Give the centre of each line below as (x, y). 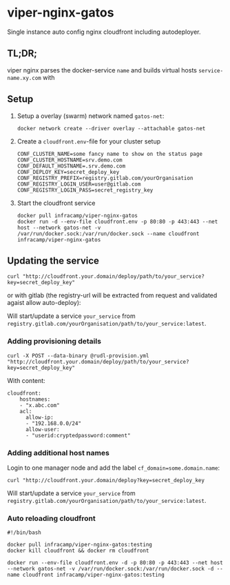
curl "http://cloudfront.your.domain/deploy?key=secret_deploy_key (106, 480)
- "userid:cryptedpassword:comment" (78, 435)
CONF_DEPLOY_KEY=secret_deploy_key (68, 172)
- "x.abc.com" (40, 405)
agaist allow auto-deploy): (44, 303)
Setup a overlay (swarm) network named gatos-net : (91, 116)
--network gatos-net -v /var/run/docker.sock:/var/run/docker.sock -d (111, 569)
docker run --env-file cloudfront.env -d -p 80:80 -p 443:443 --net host (115, 563)
